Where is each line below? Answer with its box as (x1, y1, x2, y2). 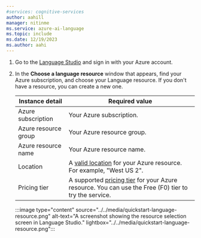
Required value (108, 97, 153, 105)
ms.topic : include (6, 31, 52, 37)
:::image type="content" (14, 206, 75, 213)
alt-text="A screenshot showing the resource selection (51, 212, 187, 219)
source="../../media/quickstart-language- (75, 206, 178, 213)
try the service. (68, 191, 111, 199)
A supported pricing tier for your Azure (68, 176, 178, 184)
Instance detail (19, 97, 63, 105)
